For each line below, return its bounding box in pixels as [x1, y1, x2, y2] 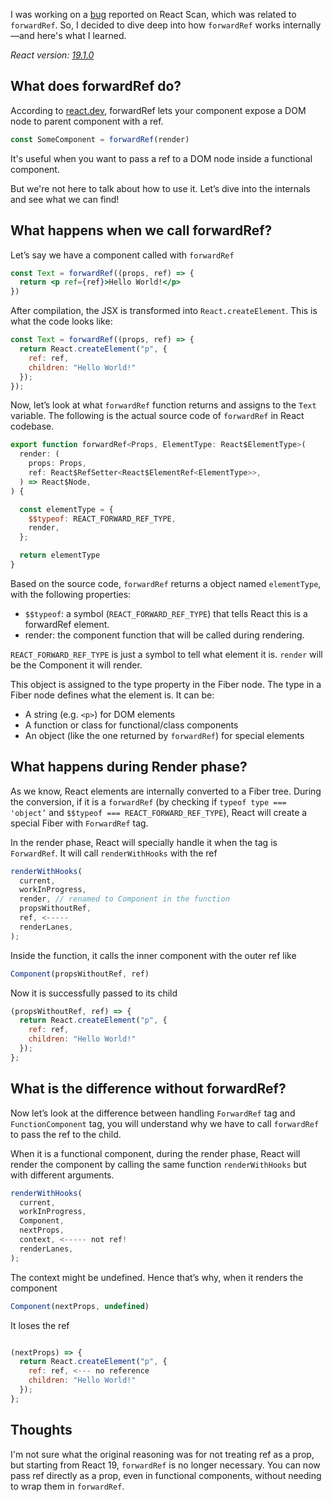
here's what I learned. [36, 30, 127, 41]
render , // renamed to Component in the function [19, 894, 230, 904]
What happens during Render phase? [10, 759, 248, 776]
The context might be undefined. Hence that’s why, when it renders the [10, 1271, 304, 1283]
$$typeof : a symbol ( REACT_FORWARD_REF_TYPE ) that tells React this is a [24, 607, 308, 619]
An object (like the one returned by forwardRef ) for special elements [24, 729, 305, 741]
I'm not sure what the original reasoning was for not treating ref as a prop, [10, 1448, 315, 1460]
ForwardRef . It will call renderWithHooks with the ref [10, 847, 218, 859]
